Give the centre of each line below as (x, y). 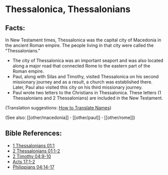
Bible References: (33, 133)
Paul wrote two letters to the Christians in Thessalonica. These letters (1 (87, 93)
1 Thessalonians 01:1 (33, 145)
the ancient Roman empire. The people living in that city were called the (79, 45)
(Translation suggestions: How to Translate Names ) (58, 108)
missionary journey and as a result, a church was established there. (82, 82)
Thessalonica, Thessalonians (68, 9)
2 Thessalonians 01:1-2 (36, 151)
